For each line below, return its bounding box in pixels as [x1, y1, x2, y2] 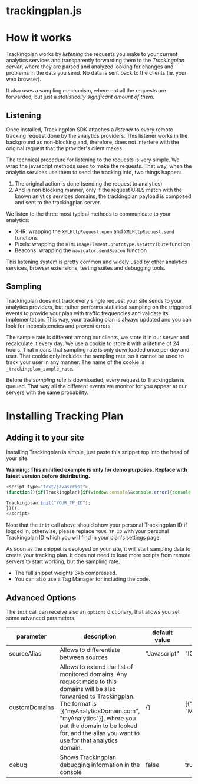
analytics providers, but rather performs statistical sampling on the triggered [6, 303, 192, 310]
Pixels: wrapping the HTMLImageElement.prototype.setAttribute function [14, 240, 190, 247]
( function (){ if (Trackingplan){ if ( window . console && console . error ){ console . [6, 489, 194, 495]
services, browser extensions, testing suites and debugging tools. [6, 264, 166, 272]
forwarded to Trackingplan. [60, 692, 135, 700]
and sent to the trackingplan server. [14, 199, 101, 206]
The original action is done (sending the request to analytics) [14, 180, 163, 187]
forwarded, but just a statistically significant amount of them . [6, 93, 155, 101]
